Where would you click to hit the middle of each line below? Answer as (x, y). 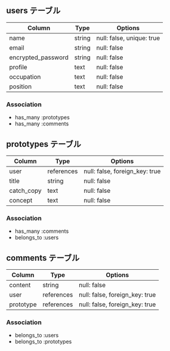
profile (18, 67)
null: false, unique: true (128, 38)
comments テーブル (43, 258)
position (20, 87)
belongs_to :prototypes (43, 341)
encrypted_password (39, 57)
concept (21, 200)
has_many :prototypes (42, 118)
